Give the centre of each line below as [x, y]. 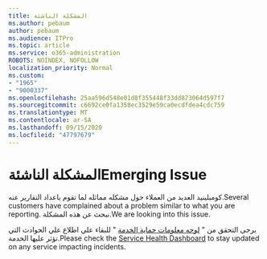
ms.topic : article [39, 46]
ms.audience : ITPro [41, 38]
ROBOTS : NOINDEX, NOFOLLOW [53, 61]
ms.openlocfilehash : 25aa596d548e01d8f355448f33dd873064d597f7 [117, 98]
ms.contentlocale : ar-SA [50, 120]
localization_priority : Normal [61, 68]
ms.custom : [27, 75]
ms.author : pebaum [39, 23]
